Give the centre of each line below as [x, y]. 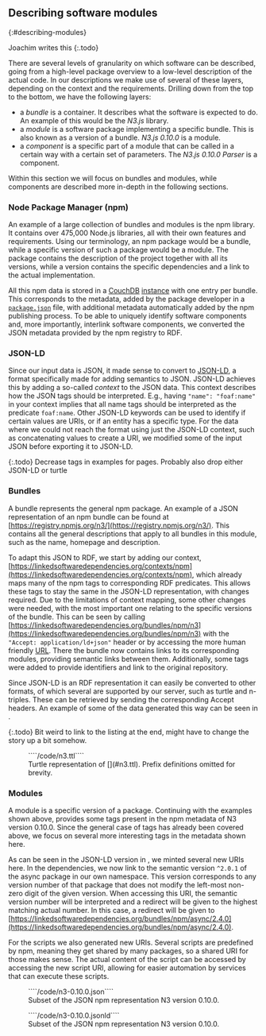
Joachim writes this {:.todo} [54, 48]
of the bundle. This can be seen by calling [77, 617]
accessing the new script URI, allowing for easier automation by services [127, 968]
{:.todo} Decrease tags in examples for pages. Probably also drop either [126, 462]
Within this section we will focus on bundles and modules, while [112, 178]
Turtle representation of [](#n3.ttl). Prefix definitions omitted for [132, 764]
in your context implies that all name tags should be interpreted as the [122, 404]
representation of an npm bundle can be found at [89, 516]
